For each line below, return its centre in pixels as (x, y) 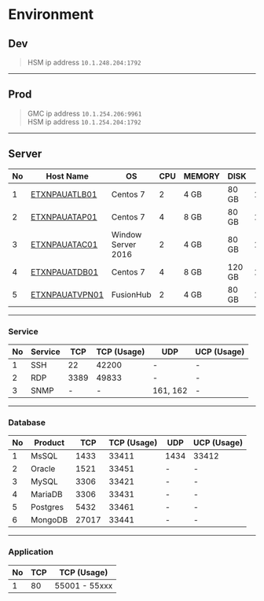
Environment (51, 15)
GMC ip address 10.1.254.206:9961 (84, 113)
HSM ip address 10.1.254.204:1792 (84, 122)
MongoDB (49, 520)
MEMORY (202, 176)
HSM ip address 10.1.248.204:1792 (84, 62)
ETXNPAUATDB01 (65, 271)
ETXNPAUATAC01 (64, 244)
